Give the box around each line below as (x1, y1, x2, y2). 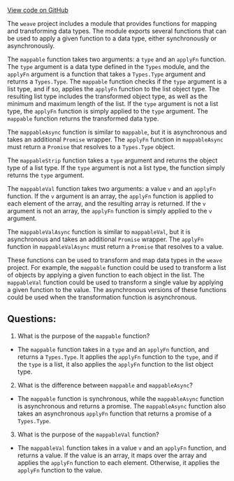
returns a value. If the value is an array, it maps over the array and (17, 451, 207, 459)
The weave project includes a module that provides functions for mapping (7, 20, 217, 27)
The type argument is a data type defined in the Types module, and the (7, 63, 210, 70)
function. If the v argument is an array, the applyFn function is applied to (7, 192, 214, 200)
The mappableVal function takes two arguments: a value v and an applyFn (7, 185, 217, 192)
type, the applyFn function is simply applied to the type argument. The (7, 107, 208, 115)
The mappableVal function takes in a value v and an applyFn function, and (17, 443, 227, 452)
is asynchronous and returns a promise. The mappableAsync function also (17, 402, 226, 410)
